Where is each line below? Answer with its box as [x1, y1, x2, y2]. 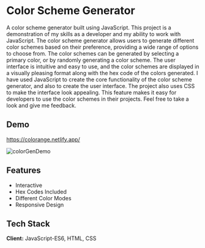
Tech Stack [6, 218, 50, 229]
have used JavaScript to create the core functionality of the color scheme [6, 76, 192, 83]
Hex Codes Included [15, 188, 67, 195]
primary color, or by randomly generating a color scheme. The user [6, 56, 176, 64]
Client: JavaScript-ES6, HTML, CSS [6, 235, 97, 242]
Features [6, 166, 41, 176]
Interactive [15, 181, 43, 189]
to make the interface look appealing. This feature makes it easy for [6, 89, 177, 96]
